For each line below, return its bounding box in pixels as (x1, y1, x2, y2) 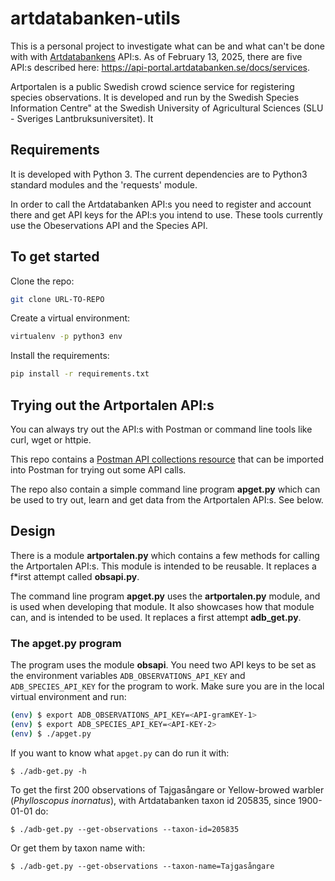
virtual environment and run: (10, 691, 127, 703)
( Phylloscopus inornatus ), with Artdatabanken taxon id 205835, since (10, 794, 297, 806)
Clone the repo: (10, 275, 75, 287)
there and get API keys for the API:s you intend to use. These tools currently (10, 208, 323, 221)
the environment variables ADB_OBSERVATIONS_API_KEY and (10, 670, 246, 682)
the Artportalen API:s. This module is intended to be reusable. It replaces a (10, 560, 317, 572)
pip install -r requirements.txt (10, 369, 150, 379)
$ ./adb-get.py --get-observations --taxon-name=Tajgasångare (10, 861, 275, 871)
